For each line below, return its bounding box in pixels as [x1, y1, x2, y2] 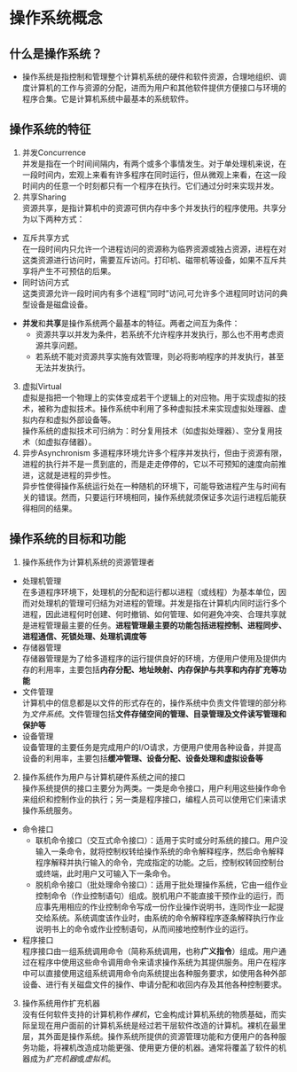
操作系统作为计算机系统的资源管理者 [21, 556, 155, 567]
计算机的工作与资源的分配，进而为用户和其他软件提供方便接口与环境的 [29, 82, 286, 93]
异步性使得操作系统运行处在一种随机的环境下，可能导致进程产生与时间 [21, 481, 279, 491]
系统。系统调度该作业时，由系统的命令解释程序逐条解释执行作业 [51, 912, 285, 923]
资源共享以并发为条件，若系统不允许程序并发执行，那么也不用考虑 [35, 329, 277, 340]
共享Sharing [21, 192, 66, 202]
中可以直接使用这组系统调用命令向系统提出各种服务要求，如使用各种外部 [21, 967, 286, 978]
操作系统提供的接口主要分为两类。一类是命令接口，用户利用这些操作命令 [21, 782, 286, 794]
